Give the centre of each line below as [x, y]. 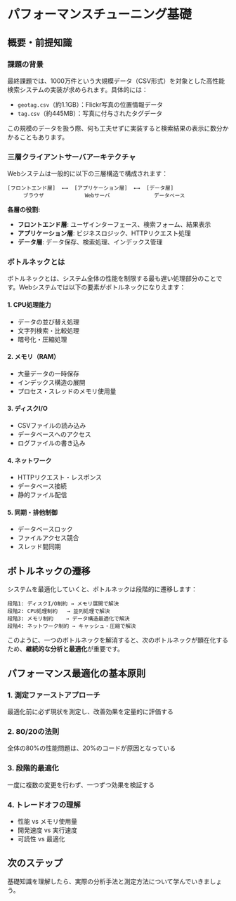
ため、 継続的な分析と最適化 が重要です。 [66, 649]
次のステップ [35, 863]
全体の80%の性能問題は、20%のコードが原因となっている [92, 748]
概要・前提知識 [40, 42]
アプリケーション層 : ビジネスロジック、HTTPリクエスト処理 [104, 233]
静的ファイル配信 [42, 495]
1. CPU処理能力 [29, 305]
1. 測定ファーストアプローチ [54, 695]
